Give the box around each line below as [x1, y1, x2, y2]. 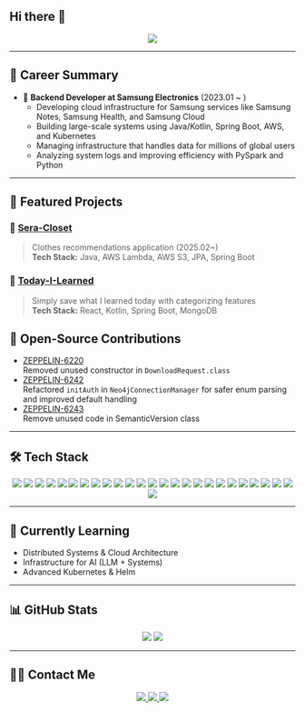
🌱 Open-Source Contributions [9, 331, 182, 346]
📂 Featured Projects [9, 195, 123, 210]
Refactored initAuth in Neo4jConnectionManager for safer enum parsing [22, 384, 288, 396]
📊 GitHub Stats [9, 602, 98, 618]
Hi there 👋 [9, 9, 66, 25]
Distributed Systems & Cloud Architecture [22, 547, 179, 558]
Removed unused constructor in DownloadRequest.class [22, 365, 231, 376]
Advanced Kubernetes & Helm [22, 567, 136, 577]
